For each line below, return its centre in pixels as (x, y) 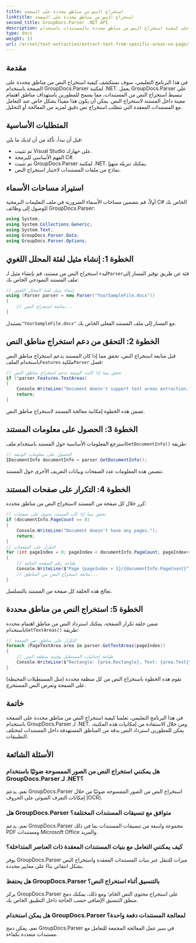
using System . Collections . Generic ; (49, 224)
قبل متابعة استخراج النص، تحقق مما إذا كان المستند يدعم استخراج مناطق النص (91, 356)
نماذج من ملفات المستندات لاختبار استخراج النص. (68, 169)
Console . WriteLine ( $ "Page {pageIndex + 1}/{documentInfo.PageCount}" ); (105, 569)
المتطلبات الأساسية (37, 126)
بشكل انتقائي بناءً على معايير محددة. (45, 866)
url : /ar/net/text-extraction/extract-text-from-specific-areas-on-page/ (98, 45)
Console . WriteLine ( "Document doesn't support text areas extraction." (104, 389)
